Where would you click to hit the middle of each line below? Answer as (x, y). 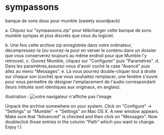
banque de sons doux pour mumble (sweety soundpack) (63, 21)
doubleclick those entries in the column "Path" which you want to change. (80, 122)
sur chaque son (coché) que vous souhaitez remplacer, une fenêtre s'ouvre (82, 76)
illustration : (17, 96)
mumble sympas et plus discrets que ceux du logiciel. (60, 35)
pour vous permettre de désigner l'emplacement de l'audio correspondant (81, 82)
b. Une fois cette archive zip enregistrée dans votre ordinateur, (68, 45)
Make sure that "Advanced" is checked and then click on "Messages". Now (81, 116)
